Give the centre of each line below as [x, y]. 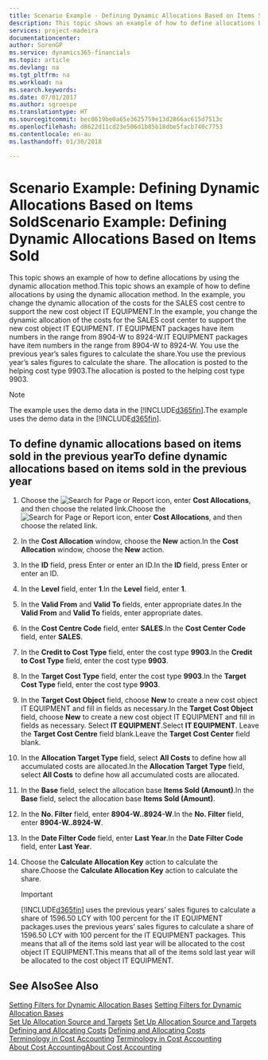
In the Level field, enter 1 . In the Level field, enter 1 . [103, 589]
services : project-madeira [54, 30]
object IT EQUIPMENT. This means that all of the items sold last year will [138, 952]
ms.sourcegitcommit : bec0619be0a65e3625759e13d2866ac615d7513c [116, 120]
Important [37, 894]
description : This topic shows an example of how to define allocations [132, 23]
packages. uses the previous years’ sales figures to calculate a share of [137, 927]
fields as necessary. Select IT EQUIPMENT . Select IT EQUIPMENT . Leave [140, 725]
